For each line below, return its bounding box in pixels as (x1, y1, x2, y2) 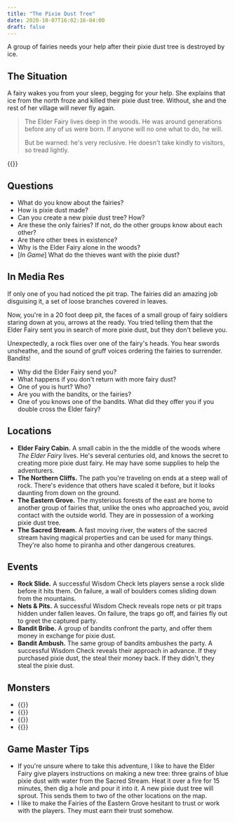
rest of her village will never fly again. (7, 104, 116, 112)
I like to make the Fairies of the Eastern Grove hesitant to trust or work (17, 799, 220, 807)
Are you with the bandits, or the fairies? (17, 390, 132, 398)
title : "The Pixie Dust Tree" (7, 10, 96, 18)
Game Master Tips (7, 743, 90, 755)
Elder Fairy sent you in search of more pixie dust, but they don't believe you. (7, 325, 228, 334)
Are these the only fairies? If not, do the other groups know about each (17, 221, 222, 229)
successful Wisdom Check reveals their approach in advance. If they (17, 647, 217, 655)
